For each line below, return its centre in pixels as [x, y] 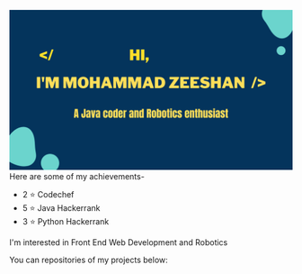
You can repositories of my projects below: [89, 260]
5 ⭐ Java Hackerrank [61, 207]
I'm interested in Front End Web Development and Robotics [119, 242]
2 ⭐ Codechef [48, 194]
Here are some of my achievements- [77, 176]
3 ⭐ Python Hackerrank [66, 221]
